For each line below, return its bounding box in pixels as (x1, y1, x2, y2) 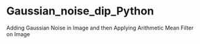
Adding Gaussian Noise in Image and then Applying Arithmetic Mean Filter (6, 24, 194, 31)
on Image (6, 30, 31, 37)
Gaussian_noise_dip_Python (6, 4, 155, 18)
